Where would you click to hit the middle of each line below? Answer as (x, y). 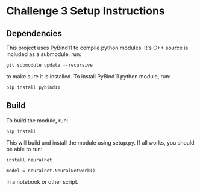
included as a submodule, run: (44, 54)
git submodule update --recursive (50, 65)
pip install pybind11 (33, 87)
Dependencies (34, 33)
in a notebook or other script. (42, 181)
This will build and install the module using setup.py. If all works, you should (100, 142)
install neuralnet (29, 160)
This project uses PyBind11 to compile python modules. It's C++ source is (97, 48)
